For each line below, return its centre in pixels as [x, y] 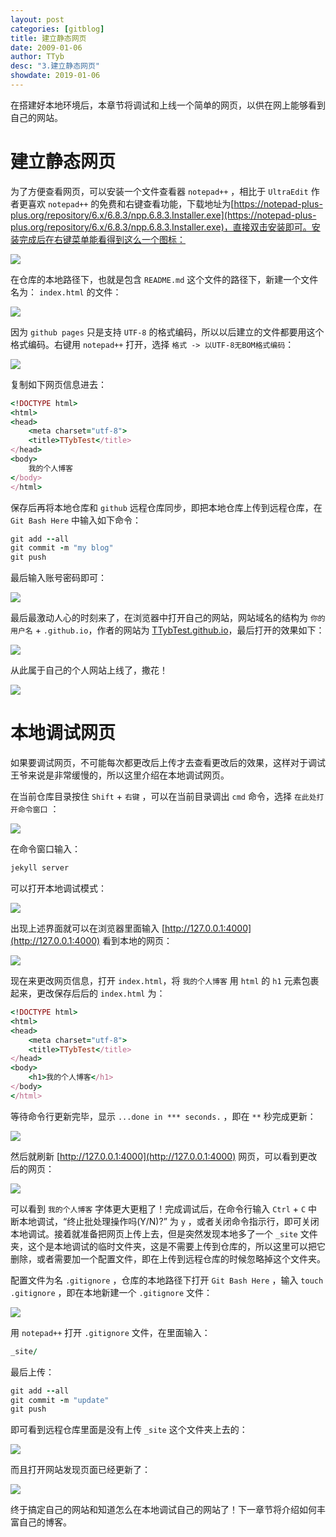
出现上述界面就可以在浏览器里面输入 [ [88, 928]
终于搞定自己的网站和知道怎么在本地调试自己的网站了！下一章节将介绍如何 [163, 1510]
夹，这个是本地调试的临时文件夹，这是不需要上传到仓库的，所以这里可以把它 [168, 1246]
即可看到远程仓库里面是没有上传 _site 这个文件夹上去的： [129, 1430]
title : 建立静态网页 [48, 38]
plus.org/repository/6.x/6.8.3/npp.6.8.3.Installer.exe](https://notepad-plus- [163, 215]
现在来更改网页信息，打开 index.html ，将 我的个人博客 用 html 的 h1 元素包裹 [165, 980]
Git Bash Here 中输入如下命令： [76, 520]
